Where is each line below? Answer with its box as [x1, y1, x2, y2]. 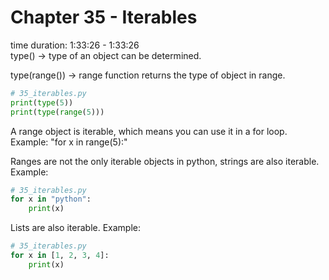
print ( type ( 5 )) [10, 97, 74, 108]
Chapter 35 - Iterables [10, 6, 198, 29]
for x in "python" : [10, 194, 92, 205]
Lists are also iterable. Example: [10, 222, 142, 234]
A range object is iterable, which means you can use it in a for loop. [10, 125, 288, 137]
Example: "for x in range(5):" [10, 136, 128, 148]
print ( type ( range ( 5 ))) [10, 107, 105, 117]
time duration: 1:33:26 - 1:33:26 [10, 39, 140, 51]
